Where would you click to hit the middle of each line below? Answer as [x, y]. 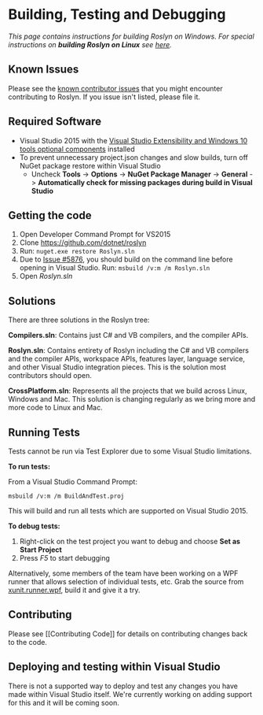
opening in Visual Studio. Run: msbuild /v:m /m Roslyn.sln [115, 268]
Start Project [41, 550]
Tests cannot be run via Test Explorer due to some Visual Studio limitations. [130, 451]
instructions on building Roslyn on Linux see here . [90, 44]
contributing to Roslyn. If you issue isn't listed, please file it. [104, 97]
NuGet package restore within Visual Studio [90, 165]
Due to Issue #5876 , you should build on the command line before [126, 259]
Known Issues [44, 70]
